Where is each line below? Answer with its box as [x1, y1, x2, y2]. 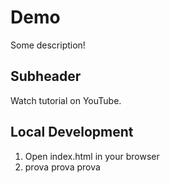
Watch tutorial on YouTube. [10, 94, 122, 106]
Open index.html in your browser [24, 150, 160, 162]
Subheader [10, 68, 82, 85]
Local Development [10, 124, 134, 141]
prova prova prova [24, 161, 101, 173]
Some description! [10, 39, 86, 51]
